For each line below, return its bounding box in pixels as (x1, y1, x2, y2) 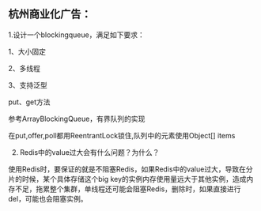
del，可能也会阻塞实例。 (8, 194, 89, 203)
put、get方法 (8, 97, 51, 107)
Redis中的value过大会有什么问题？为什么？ (19, 147, 160, 156)
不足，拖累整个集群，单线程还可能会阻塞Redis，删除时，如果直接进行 (14, 184, 241, 194)
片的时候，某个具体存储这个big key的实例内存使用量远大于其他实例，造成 (8, 174, 247, 183)
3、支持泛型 (8, 80, 47, 89)
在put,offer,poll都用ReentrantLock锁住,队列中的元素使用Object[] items (8, 130, 236, 140)
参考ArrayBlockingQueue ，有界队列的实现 (8, 114, 146, 123)
